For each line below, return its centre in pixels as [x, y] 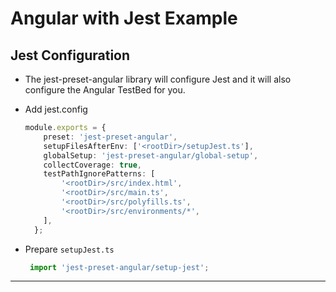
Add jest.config [56, 109]
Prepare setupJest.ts [69, 249]
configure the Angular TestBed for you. [105, 90]
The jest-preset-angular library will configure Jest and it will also [158, 79]
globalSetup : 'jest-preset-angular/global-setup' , [151, 155]
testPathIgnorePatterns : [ [99, 174]
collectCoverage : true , [92, 165]
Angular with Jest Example [124, 18]
